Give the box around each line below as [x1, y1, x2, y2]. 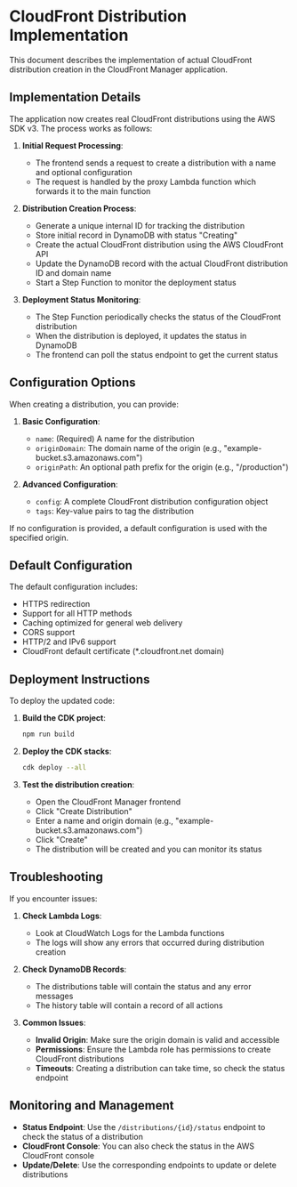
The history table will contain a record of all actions [35, 999, 224, 1011]
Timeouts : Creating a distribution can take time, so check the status [35, 1062, 285, 1073]
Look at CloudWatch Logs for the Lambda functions [35, 927, 225, 938]
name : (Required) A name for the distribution [35, 433, 195, 444]
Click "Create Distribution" [35, 805, 132, 816]
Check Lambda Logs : [21, 910, 102, 921]
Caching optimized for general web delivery [21, 618, 183, 628]
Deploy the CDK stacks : [21, 746, 112, 757]
